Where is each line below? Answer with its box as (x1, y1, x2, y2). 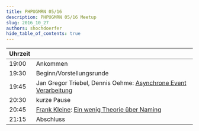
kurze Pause (36, 96, 71, 104)
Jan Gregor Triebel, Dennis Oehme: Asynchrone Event (36, 79, 187, 87)
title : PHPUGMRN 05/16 (6, 8, 62, 15)
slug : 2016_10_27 (6, 20, 49, 25)
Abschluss (36, 115, 65, 123)
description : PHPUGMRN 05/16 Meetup (6, 14, 97, 20)
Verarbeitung (36, 87, 73, 95)
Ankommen (36, 60, 68, 68)
